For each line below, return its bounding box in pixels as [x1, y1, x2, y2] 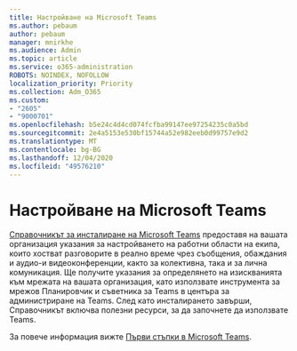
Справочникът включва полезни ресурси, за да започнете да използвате [9, 305, 289, 315]
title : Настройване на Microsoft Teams [9, 12, 157, 22]
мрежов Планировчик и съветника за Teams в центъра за [9, 286, 229, 297]
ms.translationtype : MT [9, 137, 98, 146]
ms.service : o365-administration [9, 63, 133, 72]
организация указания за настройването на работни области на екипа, [9, 239, 280, 250]
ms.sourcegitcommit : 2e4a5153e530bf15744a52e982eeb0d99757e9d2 [9, 129, 249, 138]
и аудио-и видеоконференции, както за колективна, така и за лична [9, 258, 268, 268]
